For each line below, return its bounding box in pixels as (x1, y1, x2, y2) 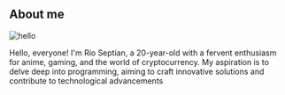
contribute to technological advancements (9, 75, 164, 86)
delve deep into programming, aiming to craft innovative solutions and (9, 66, 265, 77)
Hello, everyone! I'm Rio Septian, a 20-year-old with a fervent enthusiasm (9, 47, 277, 58)
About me (9, 7, 65, 22)
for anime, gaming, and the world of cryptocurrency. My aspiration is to (9, 56, 270, 67)
